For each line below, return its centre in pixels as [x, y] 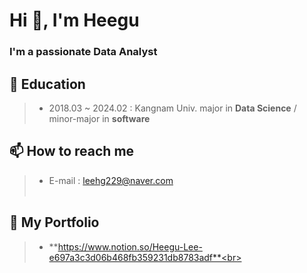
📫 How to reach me [72, 151]
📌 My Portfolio [54, 222]
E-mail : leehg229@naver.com [111, 180]
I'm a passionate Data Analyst [83, 52]
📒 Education [47, 84]
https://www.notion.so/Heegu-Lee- [130, 246]
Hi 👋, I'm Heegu [74, 20]
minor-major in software [99, 118]
